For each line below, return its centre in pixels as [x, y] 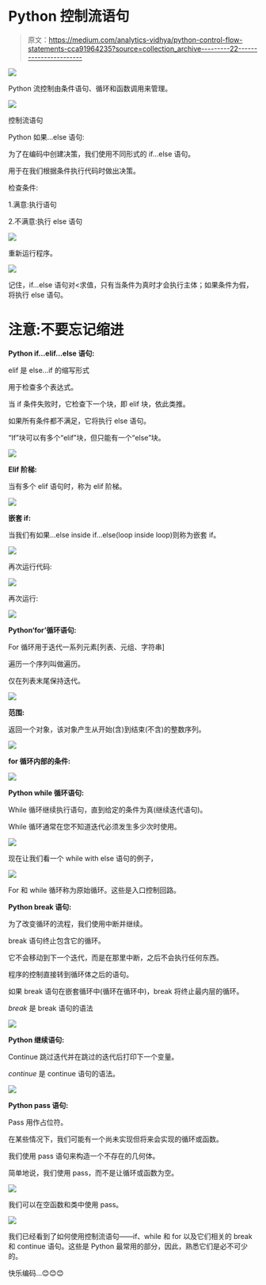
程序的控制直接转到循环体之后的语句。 [70, 974]
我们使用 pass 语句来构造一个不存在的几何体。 [84, 1156]
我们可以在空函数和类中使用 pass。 [66, 1204]
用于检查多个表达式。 [43, 387]
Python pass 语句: [38, 1105]
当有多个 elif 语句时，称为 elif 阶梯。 [67, 486]
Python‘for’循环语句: [42, 630]
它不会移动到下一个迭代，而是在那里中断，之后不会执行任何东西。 [116, 957]
